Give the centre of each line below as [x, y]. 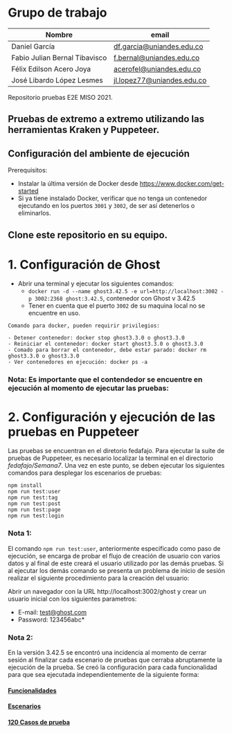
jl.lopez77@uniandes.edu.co [160, 80]
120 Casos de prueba [39, 722]
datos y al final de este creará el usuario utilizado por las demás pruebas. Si [116, 563]
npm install [25, 486]
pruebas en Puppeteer [73, 432]
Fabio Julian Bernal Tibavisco [59, 58]
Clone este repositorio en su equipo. [88, 235]
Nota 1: [20, 533]
